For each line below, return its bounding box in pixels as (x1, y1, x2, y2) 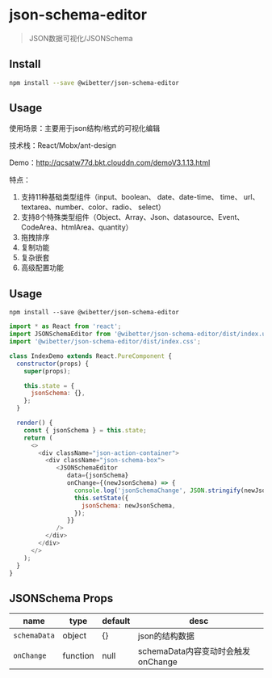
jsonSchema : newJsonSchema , (81, 501, 176, 510)
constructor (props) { (16, 360, 90, 368)
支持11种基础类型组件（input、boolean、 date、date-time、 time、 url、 (20, 192, 260, 202)
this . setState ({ (73, 494, 129, 502)
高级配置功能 (20, 263, 64, 272)
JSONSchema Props (9, 592, 114, 605)
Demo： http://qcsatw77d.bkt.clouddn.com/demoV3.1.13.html (9, 158, 211, 167)
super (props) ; (23, 367, 71, 375)
